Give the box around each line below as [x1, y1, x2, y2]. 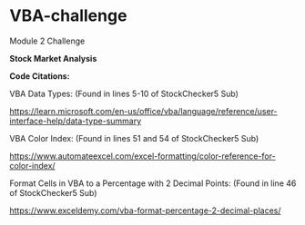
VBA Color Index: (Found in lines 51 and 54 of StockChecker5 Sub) [9, 132, 259, 143]
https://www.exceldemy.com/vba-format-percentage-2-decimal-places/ [9, 205, 281, 216]
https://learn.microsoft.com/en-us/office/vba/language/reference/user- [9, 105, 278, 116]
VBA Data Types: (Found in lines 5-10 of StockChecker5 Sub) [9, 88, 239, 99]
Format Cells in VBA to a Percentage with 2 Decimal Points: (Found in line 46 [9, 178, 297, 189]
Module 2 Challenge [9, 35, 86, 46]
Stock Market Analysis [9, 53, 97, 64]
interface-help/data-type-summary [9, 115, 142, 126]
